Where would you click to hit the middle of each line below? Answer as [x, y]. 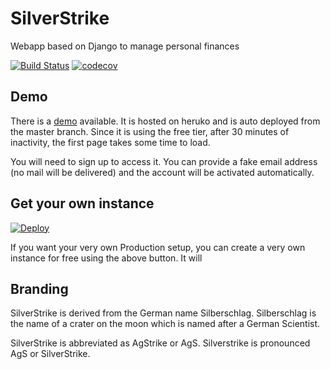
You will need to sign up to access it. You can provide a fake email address [164, 161]
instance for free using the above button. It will [106, 258]
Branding [39, 288]
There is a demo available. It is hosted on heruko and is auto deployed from [165, 121]
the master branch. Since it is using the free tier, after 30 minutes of [150, 131]
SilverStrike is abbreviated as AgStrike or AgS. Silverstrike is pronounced [160, 343]
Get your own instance [82, 203]
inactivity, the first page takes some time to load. [110, 142]
